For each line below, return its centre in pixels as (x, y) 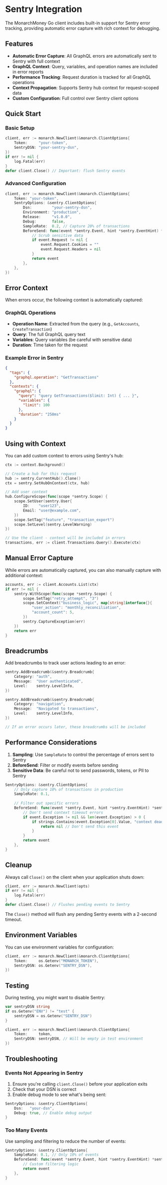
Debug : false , (44, 221)
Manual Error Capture (39, 558)
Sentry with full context (36, 61)
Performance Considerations (51, 743)
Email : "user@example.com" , (52, 510)
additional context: (24, 575)
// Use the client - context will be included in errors (65, 538)
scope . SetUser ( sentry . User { (43, 501)
